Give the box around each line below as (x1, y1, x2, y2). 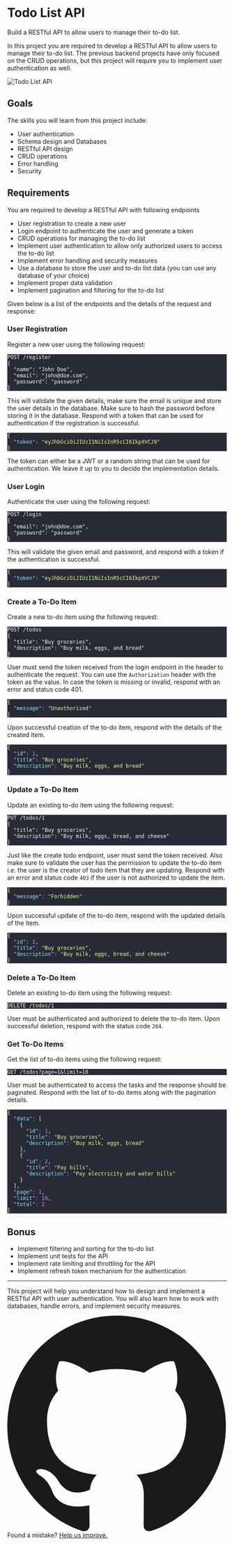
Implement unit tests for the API (17, 1252, 109, 1260)
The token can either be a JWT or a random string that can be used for (7, 456, 210, 465)
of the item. (7, 919, 40, 927)
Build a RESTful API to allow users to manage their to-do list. (7, 28, 180, 36)
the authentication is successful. (7, 555, 101, 564)
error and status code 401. (7, 685, 84, 694)
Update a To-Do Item (7, 785, 79, 794)
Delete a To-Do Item (7, 972, 76, 982)
